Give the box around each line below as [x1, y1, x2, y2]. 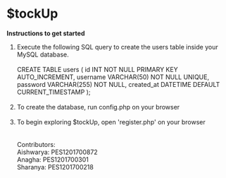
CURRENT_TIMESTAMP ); [16, 88, 91, 96]
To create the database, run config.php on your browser [16, 102, 180, 111]
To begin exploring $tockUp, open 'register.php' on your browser [16, 117, 206, 126]
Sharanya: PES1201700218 [16, 162, 94, 171]
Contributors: [16, 140, 56, 148]
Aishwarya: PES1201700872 [16, 148, 98, 156]
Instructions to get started [6, 29, 85, 37]
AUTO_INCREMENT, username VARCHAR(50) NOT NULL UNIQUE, [16, 73, 209, 81]
